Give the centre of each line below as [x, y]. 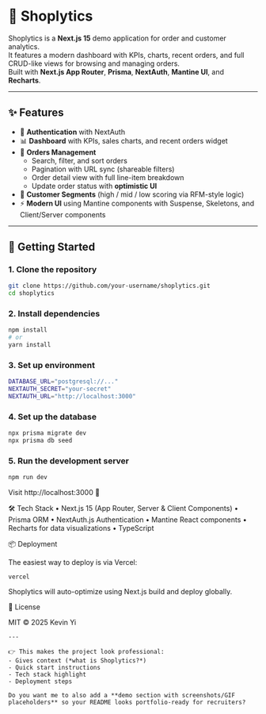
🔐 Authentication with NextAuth [72, 132]
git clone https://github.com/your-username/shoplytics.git [110, 286]
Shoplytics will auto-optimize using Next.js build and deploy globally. [120, 592]
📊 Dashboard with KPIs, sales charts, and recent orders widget [123, 140]
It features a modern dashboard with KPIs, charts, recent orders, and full [126, 55]
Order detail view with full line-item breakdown [108, 177]
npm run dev [28, 478]
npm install [28, 330]
